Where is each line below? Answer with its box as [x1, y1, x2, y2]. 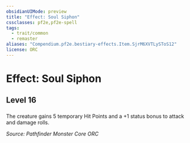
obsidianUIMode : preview [6, 8, 67, 15]
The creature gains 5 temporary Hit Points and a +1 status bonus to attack [6, 113, 185, 120]
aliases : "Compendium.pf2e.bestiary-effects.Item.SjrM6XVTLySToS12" [6, 42, 177, 47]
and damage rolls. [6, 119, 50, 126]
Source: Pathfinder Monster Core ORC [6, 130, 99, 138]
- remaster [11, 36, 38, 42]
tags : [6, 25, 19, 31]
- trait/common [11, 30, 49, 36]
